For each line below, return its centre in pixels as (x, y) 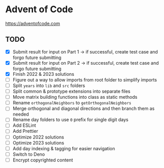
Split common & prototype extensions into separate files (72, 91)
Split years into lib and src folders (49, 86)
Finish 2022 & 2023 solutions (44, 74)
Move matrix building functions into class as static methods (75, 97)
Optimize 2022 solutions (38, 137)
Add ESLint (24, 125)
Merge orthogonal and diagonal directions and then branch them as (84, 108)
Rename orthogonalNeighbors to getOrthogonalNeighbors (72, 103)
